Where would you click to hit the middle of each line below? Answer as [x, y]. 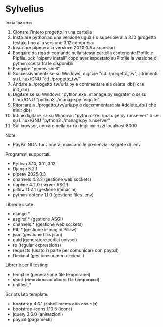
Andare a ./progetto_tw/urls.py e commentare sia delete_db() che [79, 84]
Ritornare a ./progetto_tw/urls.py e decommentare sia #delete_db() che [84, 105]
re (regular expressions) [37, 245]
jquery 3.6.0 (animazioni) [38, 314]
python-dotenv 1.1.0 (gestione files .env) [53, 195]
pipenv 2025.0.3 [29, 174]
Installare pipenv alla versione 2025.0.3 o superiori [64, 47]
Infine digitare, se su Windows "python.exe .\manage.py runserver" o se [85, 115]
